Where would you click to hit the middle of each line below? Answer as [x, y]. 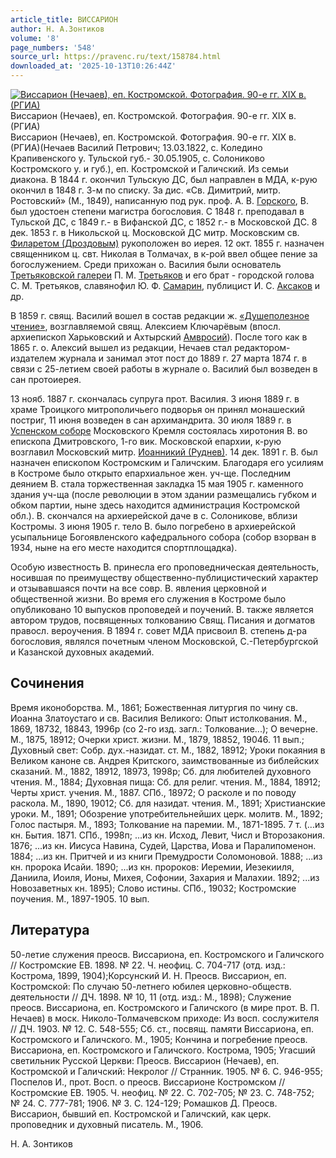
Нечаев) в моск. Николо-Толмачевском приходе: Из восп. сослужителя [165, 1018]
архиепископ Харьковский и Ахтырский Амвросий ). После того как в [159, 337]
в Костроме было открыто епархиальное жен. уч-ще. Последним [151, 473]
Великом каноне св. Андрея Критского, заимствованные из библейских [165, 760]
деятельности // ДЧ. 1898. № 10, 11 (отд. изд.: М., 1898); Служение [151, 997]
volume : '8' [35, 38]
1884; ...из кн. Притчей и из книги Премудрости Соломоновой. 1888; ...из [166, 856]
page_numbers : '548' [53, 47]
